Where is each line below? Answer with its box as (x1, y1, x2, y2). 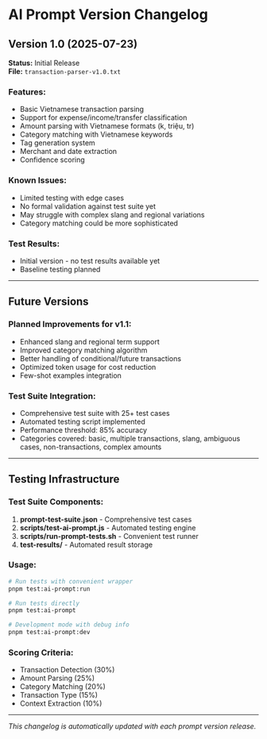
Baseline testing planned (19, 264, 101, 274)
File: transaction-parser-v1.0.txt (8, 67, 122, 76)
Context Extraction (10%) (19, 699, 103, 708)
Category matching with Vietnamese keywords (19, 129, 173, 140)
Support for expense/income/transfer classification (19, 113, 188, 122)
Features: (8, 86, 46, 97)
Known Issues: (8, 175, 68, 186)
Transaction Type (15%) (19, 691, 98, 700)
